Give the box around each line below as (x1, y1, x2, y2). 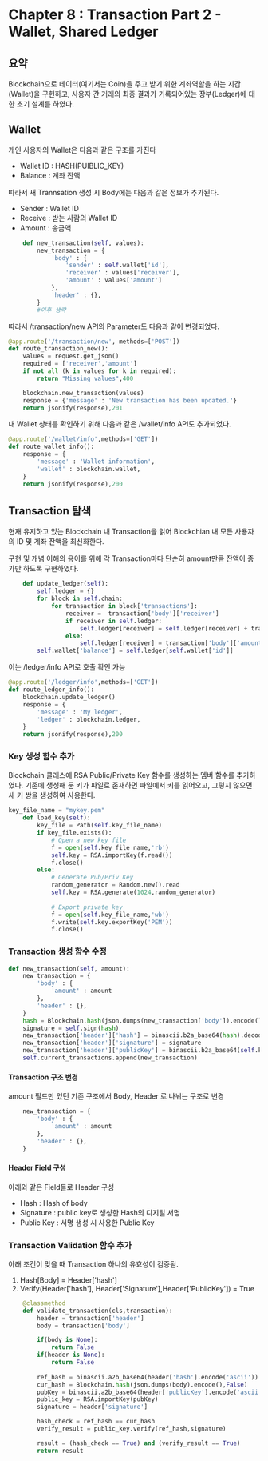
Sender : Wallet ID (19, 203, 80, 213)
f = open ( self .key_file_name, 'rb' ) (50, 843, 170, 851)
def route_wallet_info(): (8, 442, 94, 451)
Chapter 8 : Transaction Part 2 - (8, 6, 222, 24)
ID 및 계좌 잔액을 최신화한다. (16, 537, 105, 546)
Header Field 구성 (8, 1163, 66, 1173)
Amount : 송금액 (19, 222, 72, 233)
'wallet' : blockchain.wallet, (37, 465, 141, 473)
